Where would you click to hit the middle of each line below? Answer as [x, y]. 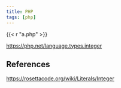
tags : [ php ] [21, 17]
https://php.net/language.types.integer [54, 46]
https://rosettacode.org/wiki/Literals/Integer [60, 78]
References [28, 64]
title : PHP [20, 12]
